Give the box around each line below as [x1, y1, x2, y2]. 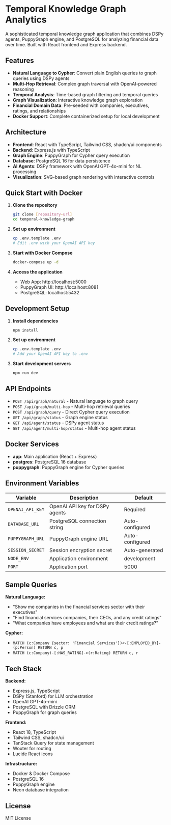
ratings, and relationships [12, 107, 66, 114]
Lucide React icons [12, 751, 53, 757]
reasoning [12, 86, 34, 92]
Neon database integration [12, 787, 69, 793]
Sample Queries [5, 580, 58, 589]
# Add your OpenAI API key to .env [12, 351, 89, 356]
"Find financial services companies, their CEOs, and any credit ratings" [12, 615, 162, 621]
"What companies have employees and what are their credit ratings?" [12, 620, 159, 626]
